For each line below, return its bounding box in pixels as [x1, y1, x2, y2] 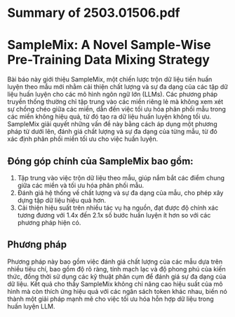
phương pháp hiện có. [17, 218, 81, 227]
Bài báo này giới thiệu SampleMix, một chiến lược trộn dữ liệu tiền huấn [7, 75, 213, 83]
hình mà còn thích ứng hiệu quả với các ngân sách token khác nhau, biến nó [7, 287, 228, 295]
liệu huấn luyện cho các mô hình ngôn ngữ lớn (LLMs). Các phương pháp [7, 90, 218, 99]
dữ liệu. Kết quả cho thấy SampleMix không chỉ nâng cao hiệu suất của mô [7, 279, 223, 288]
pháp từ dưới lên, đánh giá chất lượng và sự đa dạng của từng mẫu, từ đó [7, 128, 217, 136]
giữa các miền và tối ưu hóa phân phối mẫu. [17, 181, 145, 189]
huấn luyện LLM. [7, 302, 55, 310]
